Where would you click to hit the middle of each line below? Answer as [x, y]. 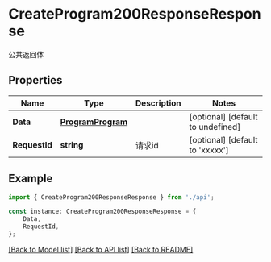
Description [158, 103]
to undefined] [215, 127]
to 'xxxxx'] [209, 150]
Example [31, 179]
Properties [35, 80]
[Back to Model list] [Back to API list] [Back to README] [101, 249]
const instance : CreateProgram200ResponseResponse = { [102, 212]
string [72, 144]
